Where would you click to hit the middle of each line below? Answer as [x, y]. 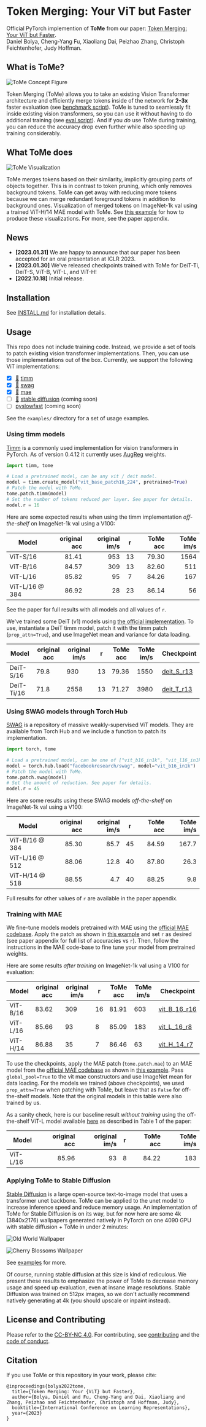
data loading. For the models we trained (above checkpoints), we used [95, 1083]
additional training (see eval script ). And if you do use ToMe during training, [102, 120]
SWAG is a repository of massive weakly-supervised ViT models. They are [100, 725]
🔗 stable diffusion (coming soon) [56, 399]
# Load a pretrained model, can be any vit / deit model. [82, 477]
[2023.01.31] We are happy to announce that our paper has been [97, 253]
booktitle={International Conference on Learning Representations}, [101, 1408]
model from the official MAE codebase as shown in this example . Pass [95, 1070]
